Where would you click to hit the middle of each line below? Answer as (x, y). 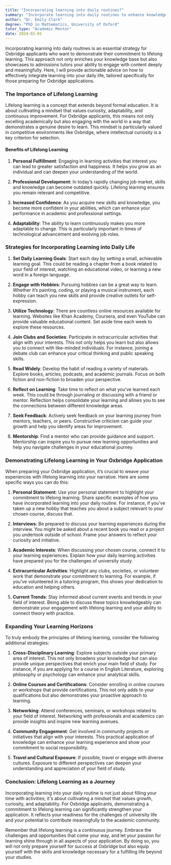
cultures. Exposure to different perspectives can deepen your (77, 763)
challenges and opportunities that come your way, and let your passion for (83, 835)
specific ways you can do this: (37, 482)
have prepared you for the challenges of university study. (73, 561)
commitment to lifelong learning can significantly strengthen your (74, 809)
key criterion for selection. (33, 138)
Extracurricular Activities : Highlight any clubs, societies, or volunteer (86, 571)
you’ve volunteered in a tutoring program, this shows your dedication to (88, 582)
